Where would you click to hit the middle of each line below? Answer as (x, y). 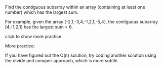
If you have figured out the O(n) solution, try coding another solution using (81, 55)
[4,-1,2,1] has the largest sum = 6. (39, 27)
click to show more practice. (34, 36)
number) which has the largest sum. (42, 12)
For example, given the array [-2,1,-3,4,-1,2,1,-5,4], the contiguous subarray (81, 22)
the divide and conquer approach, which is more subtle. (62, 60)
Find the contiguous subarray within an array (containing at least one (75, 7)
